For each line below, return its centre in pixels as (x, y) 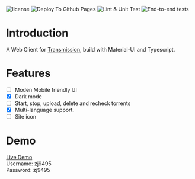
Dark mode (28, 96)
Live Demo (19, 158)
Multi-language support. (44, 110)
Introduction (37, 33)
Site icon (25, 117)
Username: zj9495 (29, 164)
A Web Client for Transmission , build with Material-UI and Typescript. (91, 49)
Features (28, 73)
